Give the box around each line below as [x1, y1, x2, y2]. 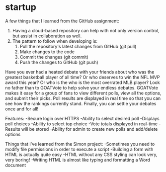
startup [5, 1, 36, 13]
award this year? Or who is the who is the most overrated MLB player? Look [5, 79, 160, 86]
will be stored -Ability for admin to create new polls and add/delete [21, 126, 158, 132]
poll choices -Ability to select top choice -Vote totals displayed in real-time [5, 121, 158, 127]
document [5, 162, 26, 168]
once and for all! [5, 106, 39, 112]
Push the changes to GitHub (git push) [19, 59, 98, 65]
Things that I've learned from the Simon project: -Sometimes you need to [5, 141, 155, 147]
